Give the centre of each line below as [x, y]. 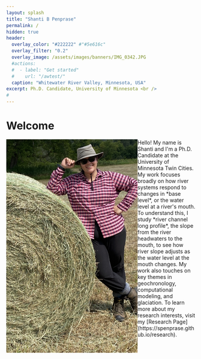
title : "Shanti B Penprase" [41, 19]
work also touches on [164, 270]
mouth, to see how [161, 245]
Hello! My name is [160, 142]
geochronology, [157, 283]
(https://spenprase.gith [166, 328]
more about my [156, 309]
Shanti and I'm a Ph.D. [165, 149]
